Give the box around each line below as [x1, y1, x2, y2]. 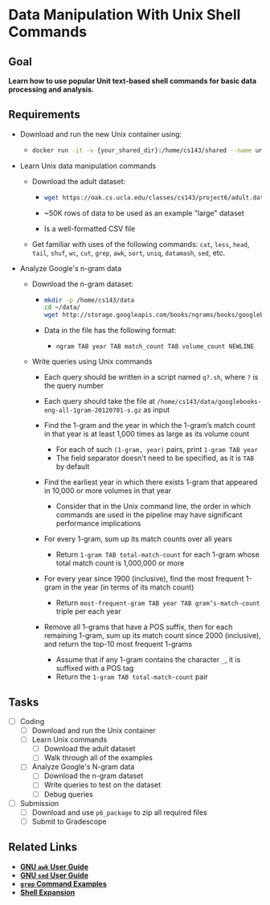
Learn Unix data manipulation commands [19, 161, 157, 171]
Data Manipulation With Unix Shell [8, 6, 241, 24]
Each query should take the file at [43, 397, 155, 406]
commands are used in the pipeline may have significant [55, 510, 243, 520]
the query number [43, 381, 104, 391]
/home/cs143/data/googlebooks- [156, 398, 262, 406]
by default [55, 462, 90, 471]
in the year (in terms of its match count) [63, 582, 194, 592]
